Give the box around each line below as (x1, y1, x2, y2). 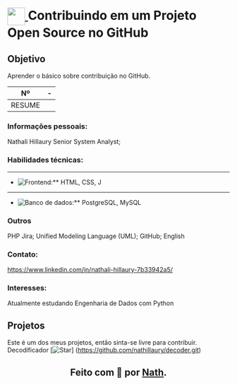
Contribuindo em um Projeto (28, 7, 197, 23)
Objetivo (7, 53, 46, 65)
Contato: (7, 249, 39, 259)
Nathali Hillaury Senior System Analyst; (7, 138, 121, 146)
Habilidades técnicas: (7, 155, 83, 165)
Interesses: (7, 283, 47, 293)
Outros (7, 215, 32, 225)
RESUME (11, 100, 41, 109)
